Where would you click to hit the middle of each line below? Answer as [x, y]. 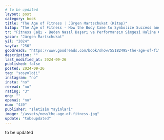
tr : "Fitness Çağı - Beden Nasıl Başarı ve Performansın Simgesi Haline [81, 32]
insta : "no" [17, 82]
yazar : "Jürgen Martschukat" [35, 37]
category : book [20, 19]
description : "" [21, 55]
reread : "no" [18, 87]
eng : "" [13, 96]
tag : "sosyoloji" [23, 73]
